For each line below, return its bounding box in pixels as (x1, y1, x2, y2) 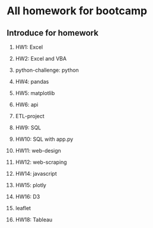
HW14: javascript (15, 170, 57, 177)
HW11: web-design (15, 147, 62, 154)
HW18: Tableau (15, 216, 53, 223)
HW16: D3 (15, 193, 40, 200)
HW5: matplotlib (15, 90, 55, 96)
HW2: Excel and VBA (15, 55, 67, 62)
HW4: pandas (15, 78, 49, 85)
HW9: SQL (15, 124, 42, 131)
